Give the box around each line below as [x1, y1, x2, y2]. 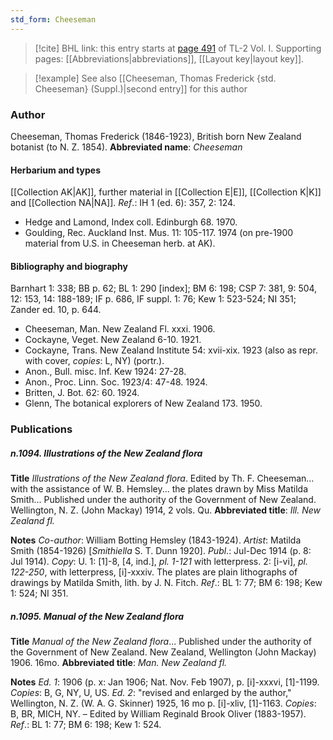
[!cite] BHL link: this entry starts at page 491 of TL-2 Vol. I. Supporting [34, 42, 322, 54]
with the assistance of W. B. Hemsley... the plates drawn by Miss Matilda [10, 483, 308, 495]
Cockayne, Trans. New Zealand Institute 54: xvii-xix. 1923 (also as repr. [24, 344, 319, 356]
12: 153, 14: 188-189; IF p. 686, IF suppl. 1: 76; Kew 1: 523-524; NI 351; [10, 293, 297, 305]
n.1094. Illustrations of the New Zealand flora [10, 447, 203, 459]
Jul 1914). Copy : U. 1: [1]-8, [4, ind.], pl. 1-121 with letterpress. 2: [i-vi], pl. [10, 556, 308, 568]
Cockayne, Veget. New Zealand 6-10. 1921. [24, 334, 202, 346]
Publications [10, 422, 73, 436]
